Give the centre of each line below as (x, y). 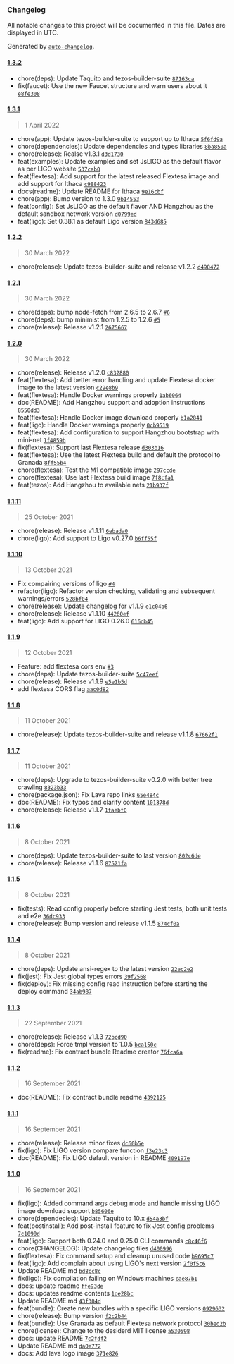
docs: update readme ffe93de (60, 1286)
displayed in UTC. (33, 32)
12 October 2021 (48, 652)
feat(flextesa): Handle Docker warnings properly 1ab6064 (99, 395)
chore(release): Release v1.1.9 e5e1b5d (72, 681)
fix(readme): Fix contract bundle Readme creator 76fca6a (100, 1052)
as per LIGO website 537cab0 (59, 169)
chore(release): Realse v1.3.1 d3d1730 (70, 154)
